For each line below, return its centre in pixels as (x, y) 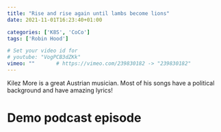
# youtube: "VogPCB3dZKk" (44, 57)
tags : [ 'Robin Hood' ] (38, 38)
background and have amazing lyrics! (60, 90)
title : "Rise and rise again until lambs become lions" (88, 13)
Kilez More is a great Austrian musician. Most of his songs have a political (111, 83)
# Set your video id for (42, 51)
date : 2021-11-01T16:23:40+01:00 (55, 20)
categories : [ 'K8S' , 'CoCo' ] (49, 32)
